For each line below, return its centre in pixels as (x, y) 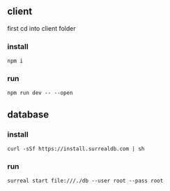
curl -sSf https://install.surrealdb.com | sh (76, 149)
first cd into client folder (41, 28)
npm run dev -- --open (40, 93)
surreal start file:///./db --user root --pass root (85, 181)
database (28, 114)
